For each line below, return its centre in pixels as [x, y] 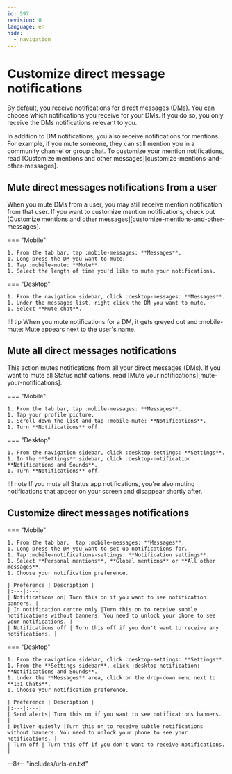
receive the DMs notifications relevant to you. [72, 123]
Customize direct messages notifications [98, 513]
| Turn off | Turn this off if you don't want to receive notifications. [116, 745]
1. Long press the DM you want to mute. [67, 259]
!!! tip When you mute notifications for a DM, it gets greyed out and [102, 321]
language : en [26, 26]
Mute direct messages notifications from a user [112, 187]
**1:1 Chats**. [29, 684]
